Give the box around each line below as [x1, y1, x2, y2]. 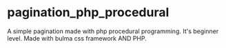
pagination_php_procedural [7, 5, 169, 20]
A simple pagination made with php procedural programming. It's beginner [7, 27, 219, 35]
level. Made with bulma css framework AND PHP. [7, 34, 147, 42]
